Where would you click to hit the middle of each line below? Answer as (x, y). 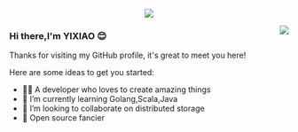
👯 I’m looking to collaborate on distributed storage (114, 109)
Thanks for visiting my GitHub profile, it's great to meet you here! (128, 55)
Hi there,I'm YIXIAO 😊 (58, 35)
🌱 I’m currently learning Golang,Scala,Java (100, 99)
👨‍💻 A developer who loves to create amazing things (116, 89)
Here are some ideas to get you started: (82, 73)
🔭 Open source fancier (63, 118)
